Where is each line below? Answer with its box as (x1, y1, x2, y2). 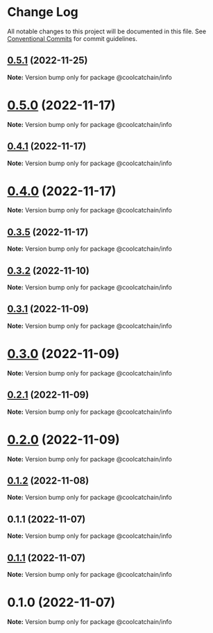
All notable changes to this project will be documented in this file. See (7, 27, 207, 35)
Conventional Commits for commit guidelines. (7, 34, 137, 42)
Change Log (7, 4, 78, 20)
